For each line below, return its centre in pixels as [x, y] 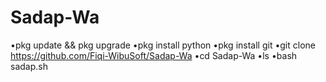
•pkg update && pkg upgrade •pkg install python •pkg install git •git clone [163, 45]
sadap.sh [29, 66]
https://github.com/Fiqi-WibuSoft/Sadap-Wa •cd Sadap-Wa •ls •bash [154, 55]
